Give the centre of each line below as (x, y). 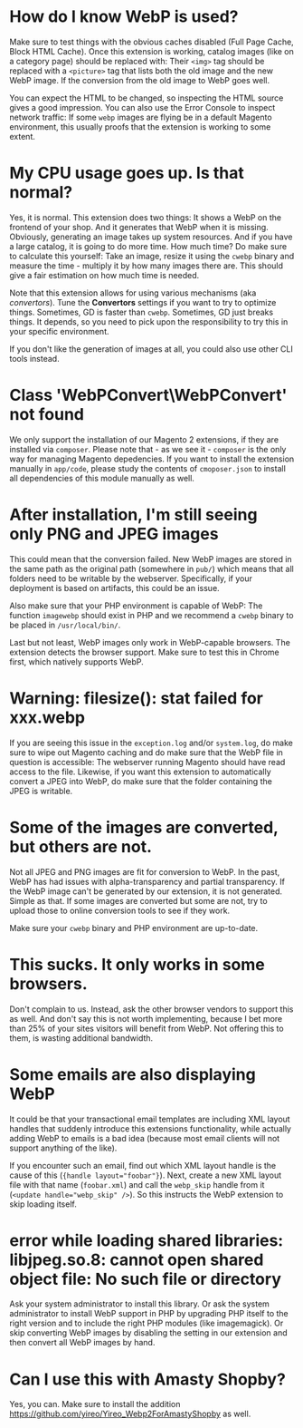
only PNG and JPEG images (114, 534)
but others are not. (80, 846)
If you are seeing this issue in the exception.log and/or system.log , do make (151, 743)
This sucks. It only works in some (137, 964)
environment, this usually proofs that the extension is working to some (140, 126)
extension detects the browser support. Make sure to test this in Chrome (144, 652)
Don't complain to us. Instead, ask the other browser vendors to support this (151, 1009)
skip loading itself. (43, 1204)
